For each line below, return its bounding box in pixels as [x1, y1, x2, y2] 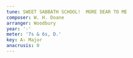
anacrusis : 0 [6, 43, 40, 49]
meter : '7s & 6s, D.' [6, 31, 62, 37]
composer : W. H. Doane [6, 14, 64, 21]
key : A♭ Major [6, 37, 43, 43]
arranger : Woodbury [6, 20, 56, 26]
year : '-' [6, 25, 32, 32]
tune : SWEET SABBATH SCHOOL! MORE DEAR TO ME [6, 8, 127, 15]
